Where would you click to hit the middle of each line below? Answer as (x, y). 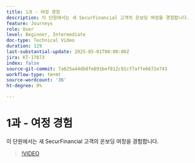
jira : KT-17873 (26, 57)
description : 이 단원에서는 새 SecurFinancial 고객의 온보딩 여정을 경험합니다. (98, 18)
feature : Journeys (30, 23)
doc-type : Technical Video (41, 40)
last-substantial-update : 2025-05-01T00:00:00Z (68, 52)
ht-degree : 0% (24, 86)
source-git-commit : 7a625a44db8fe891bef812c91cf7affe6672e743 (87, 69)
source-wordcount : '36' (37, 80)
